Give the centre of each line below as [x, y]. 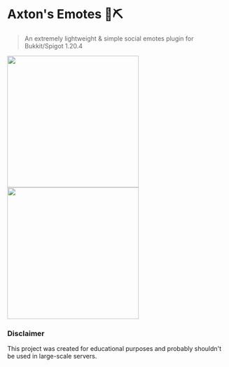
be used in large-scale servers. [52, 356]
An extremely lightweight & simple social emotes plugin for [109, 38]
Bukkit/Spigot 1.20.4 [53, 46]
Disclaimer [26, 333]
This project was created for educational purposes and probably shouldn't [114, 349]
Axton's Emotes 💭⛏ [65, 14]
